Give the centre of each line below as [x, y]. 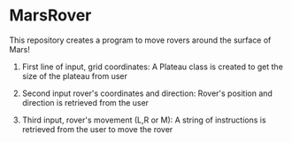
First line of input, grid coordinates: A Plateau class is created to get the [152, 67]
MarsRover [50, 16]
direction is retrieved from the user [85, 102]
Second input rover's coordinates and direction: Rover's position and [147, 93]
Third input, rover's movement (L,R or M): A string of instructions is [144, 120]
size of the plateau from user [75, 75]
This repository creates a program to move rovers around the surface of [140, 40]
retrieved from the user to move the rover [97, 129]
